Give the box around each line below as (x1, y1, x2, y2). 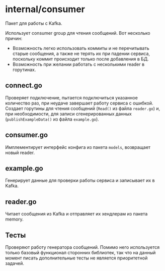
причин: (5, 35, 23, 41)
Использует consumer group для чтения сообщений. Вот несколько (5, 30, 150, 36)
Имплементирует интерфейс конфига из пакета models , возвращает (5, 144, 151, 150)
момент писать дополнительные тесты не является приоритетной (5, 255, 148, 261)
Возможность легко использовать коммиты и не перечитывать (12, 45, 149, 51)
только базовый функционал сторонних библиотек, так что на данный (5, 250, 156, 255)
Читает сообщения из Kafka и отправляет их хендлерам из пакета (5, 211, 148, 217)
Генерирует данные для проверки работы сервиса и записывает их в (5, 178, 155, 184)
